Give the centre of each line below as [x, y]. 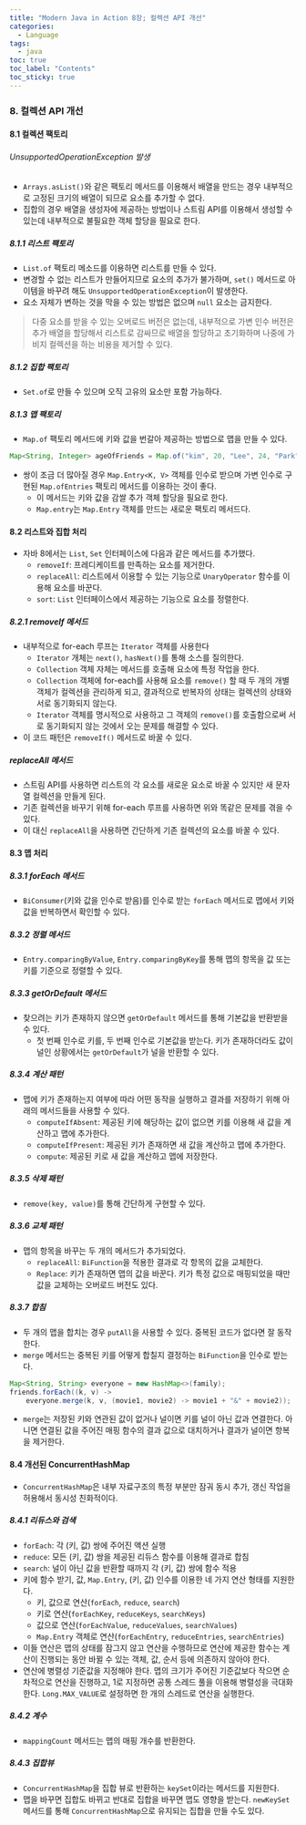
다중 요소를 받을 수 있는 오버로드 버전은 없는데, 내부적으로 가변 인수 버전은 [163, 322]
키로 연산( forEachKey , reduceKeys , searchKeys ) [121, 1614]
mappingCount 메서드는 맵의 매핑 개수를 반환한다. [109, 1740]
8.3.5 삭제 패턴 [36, 1179]
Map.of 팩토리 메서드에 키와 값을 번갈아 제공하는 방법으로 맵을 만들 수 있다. [155, 439]
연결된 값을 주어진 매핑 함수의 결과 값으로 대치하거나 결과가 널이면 [156, 1430]
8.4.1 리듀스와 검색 [42, 1521]
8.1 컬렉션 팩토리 [39, 134]
